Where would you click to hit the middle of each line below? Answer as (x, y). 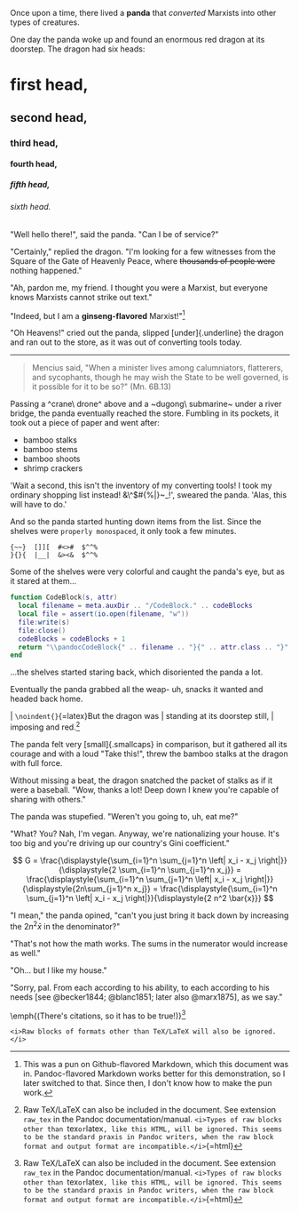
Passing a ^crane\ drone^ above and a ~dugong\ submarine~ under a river (146, 404)
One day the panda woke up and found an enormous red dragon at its (138, 40)
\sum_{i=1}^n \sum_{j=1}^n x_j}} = (180, 869)
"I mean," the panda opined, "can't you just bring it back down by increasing (149, 915)
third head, (34, 143)
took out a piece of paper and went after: (85, 423)
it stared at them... (43, 581)
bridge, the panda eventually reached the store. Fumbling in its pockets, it (145, 413)
